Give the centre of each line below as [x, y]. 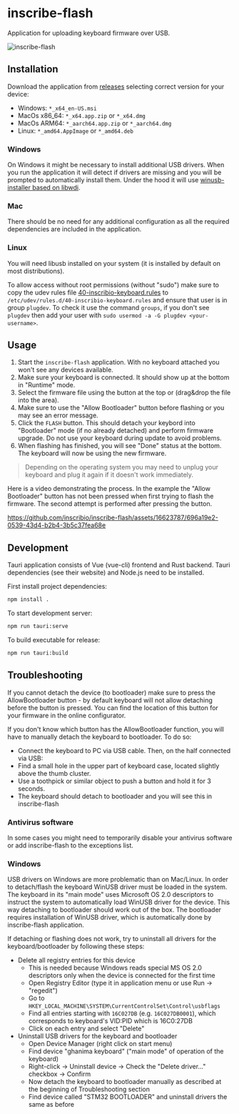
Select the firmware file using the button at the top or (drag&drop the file [124, 393]
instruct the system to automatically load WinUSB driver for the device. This [119, 902]
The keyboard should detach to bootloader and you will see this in [115, 796]
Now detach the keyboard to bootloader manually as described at [125, 1082]
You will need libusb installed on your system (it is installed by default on [114, 263]
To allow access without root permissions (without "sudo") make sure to [113, 284]
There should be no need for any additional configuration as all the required [118, 222]
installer [19, 188]
